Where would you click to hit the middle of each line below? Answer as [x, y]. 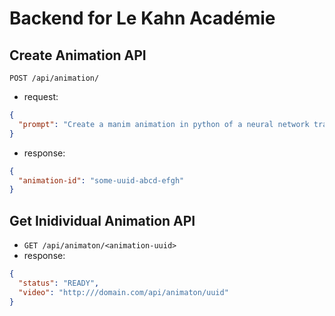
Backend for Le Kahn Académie [142, 18]
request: [41, 96]
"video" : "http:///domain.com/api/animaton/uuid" [123, 292]
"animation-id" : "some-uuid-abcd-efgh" [101, 180]
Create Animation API [78, 55]
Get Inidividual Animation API [102, 220]
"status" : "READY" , [59, 283]
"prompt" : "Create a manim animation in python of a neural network [164, 124]
